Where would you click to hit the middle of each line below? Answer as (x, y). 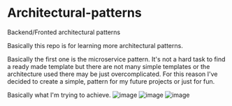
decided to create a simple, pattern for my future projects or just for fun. (111, 81)
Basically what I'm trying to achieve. (59, 95)
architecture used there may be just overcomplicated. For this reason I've (113, 74)
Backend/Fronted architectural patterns (64, 32)
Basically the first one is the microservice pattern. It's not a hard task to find (116, 59)
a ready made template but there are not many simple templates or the (109, 66)
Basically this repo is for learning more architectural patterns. (95, 45)
